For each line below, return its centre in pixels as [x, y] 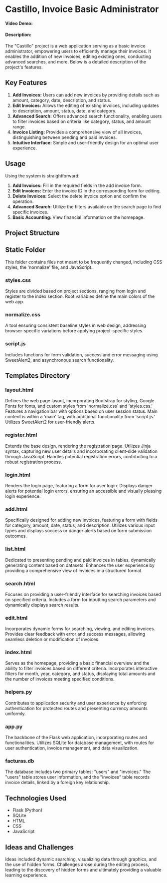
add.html [16, 509]
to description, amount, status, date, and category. [64, 110]
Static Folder [25, 250]
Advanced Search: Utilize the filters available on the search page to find [87, 206]
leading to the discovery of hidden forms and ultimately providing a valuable [83, 870]
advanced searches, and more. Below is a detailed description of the [76, 61]
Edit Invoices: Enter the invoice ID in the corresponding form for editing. [86, 190]
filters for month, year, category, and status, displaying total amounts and [80, 674]
